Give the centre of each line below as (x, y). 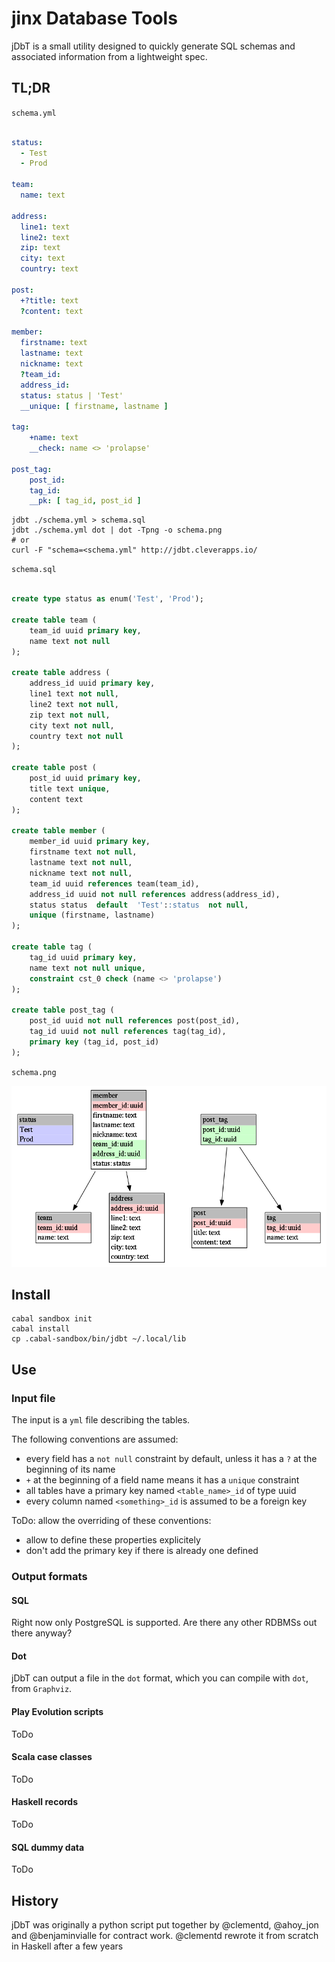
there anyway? (42, 1633)
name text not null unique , (87, 968)
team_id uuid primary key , (85, 630)
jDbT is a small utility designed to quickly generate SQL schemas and (153, 46)
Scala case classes (52, 1757)
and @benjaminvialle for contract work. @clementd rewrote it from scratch (165, 1935)
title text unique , (70, 788)
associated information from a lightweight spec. (109, 56)
